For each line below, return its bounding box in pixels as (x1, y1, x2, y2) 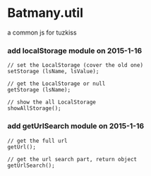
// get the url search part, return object (7, 156, 138, 163)
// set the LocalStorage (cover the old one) (7, 62, 143, 69)
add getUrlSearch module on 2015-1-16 (7, 121, 145, 131)
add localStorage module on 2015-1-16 (7, 46, 143, 56)
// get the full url (7, 137, 68, 144)
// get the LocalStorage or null (7, 80, 106, 87)
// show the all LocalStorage (7, 99, 97, 106)
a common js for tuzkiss (7, 28, 77, 37)
